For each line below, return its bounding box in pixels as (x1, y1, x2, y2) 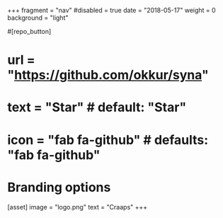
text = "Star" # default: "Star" (7, 99, 187, 115)
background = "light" (7, 13, 69, 22)
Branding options (7, 179, 111, 195)
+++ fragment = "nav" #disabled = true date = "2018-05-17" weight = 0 (7, 6, 216, 14)
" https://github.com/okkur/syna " (7, 67, 209, 84)
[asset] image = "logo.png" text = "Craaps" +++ (7, 202, 148, 211)
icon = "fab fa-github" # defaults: (7, 132, 209, 148)
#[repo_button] (7, 28, 52, 35)
